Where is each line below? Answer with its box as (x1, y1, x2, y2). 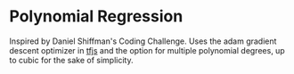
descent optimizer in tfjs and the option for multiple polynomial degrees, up (9, 45, 285, 55)
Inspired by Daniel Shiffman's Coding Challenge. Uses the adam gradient (9, 36, 277, 46)
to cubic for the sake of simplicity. (9, 54, 134, 65)
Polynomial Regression (9, 6, 184, 27)
